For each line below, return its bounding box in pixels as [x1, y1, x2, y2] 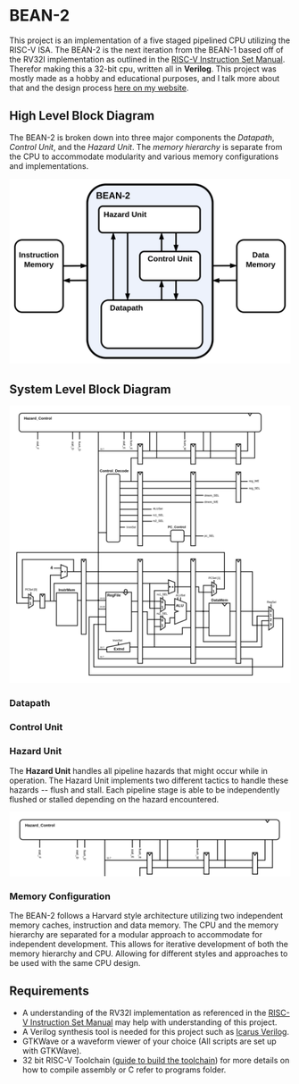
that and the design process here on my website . [9, 82, 189, 93]
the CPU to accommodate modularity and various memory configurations [9, 151, 279, 162]
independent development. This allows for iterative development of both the [9, 939, 288, 950]
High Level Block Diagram [9, 108, 154, 123]
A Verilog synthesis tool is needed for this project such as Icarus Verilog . [21, 1026, 290, 1037]
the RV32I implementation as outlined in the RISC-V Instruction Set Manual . [9, 54, 286, 64]
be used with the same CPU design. [9, 958, 141, 969]
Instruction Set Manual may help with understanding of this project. [29, 1016, 278, 1028]
